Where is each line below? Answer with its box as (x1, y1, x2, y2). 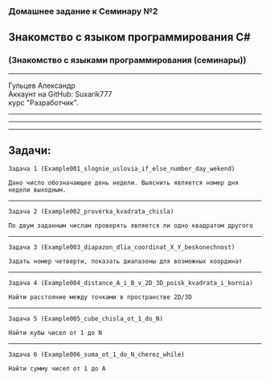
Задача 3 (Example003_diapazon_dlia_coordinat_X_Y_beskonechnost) (8, 243, 235, 251)
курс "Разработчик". (8, 97, 79, 107)
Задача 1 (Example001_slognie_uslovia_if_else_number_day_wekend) (8, 165, 235, 173)
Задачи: (8, 143, 51, 157)
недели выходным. (8, 186, 67, 194)
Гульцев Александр (8, 81, 76, 90)
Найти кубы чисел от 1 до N (8, 329, 103, 338)
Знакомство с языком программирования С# (8, 31, 251, 44)
